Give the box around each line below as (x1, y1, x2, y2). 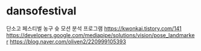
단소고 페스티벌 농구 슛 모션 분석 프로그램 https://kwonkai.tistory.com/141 (6, 25, 182, 32)
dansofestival (6, 4, 77, 18)
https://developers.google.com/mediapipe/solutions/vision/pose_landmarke (6, 31, 195, 38)
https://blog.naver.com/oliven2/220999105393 (10, 38, 127, 45)
